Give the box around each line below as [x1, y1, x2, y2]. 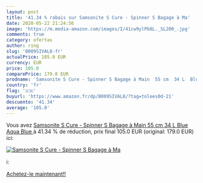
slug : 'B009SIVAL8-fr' [6, 48, 63, 55]
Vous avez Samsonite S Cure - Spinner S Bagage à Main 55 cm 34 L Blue [6, 121, 188, 128]
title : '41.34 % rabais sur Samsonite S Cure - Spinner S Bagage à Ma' [6, 15, 190, 21]
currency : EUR [6, 59, 42, 65]
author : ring [6, 43, 39, 49]
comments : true [6, 32, 45, 38]
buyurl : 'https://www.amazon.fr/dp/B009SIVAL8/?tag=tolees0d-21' [6, 93, 174, 99]
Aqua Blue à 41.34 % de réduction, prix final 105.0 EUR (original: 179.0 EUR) [6, 128, 195, 135]
